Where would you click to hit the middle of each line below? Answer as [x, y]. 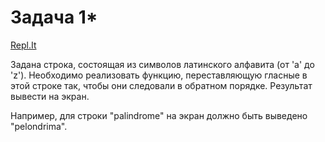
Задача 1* [54, 17]
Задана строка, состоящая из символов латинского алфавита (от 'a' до [162, 64]
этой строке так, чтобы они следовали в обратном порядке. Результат [161, 85]
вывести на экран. [50, 96]
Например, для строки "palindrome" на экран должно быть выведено [159, 115]
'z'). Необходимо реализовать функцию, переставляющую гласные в [159, 75]
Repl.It [23, 45]
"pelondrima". [39, 126]
